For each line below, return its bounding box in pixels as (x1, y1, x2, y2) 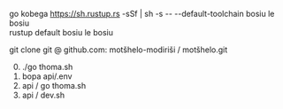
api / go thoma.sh (21, 81, 87, 90)
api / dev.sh (21, 90, 65, 100)
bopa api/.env (21, 71, 73, 82)
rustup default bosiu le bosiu (9, 27, 113, 37)
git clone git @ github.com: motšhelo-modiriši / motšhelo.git (9, 44, 228, 55)
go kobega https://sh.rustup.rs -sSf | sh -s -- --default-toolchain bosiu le (9, 9, 275, 19)
